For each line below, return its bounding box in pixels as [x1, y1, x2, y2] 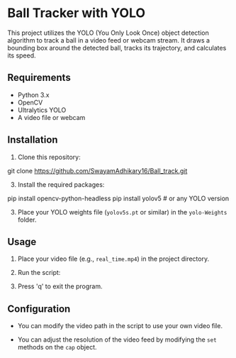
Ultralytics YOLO [17, 105, 67, 114]
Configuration [7, 303, 71, 315]
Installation [7, 134, 58, 146]
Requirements [7, 72, 71, 84]
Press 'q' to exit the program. [17, 282, 103, 291]
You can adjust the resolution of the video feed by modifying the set [17, 335, 218, 344]
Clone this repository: [17, 153, 81, 161]
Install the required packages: [17, 180, 105, 189]
